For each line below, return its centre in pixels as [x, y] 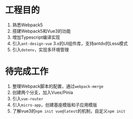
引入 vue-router [28, 98]
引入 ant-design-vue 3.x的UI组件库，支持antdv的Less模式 [70, 43]
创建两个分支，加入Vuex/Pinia [43, 92]
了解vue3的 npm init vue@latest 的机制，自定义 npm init [69, 111]
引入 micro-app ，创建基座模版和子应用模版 [55, 105]
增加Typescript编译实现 [36, 37]
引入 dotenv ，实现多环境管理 [40, 50]
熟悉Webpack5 [28, 25]
